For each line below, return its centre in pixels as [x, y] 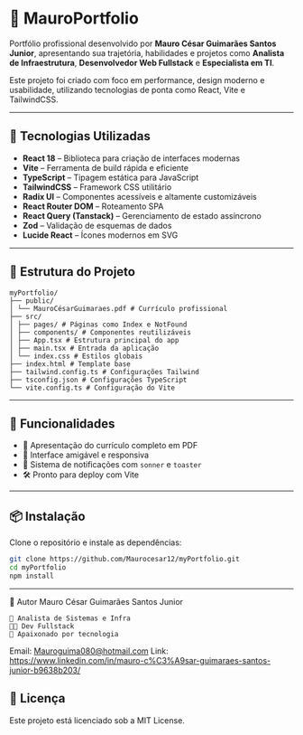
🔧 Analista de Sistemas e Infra [70, 618]
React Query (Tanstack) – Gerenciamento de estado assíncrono [142, 215]
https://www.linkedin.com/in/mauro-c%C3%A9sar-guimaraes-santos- [140, 660]
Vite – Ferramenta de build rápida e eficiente [106, 167]
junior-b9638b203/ [45, 670]
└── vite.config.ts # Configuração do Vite [92, 388]
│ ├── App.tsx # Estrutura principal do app [94, 340]
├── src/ [26, 316]
